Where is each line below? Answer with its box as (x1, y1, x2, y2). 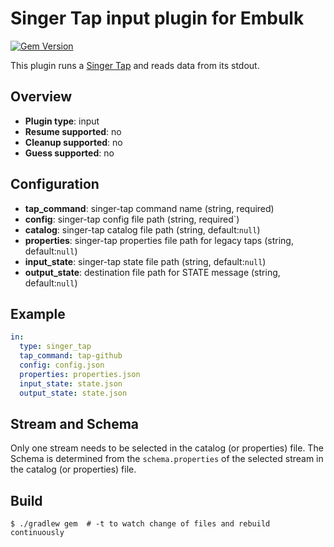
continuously (10, 528, 65, 538)
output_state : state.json (19, 388, 128, 398)
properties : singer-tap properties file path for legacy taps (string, (24, 234, 294, 246)
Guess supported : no (24, 147, 115, 159)
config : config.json (19, 360, 105, 370)
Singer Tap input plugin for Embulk (10, 7, 305, 30)
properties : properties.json (19, 369, 141, 379)
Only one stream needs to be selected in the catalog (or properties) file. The (10, 442, 324, 454)
